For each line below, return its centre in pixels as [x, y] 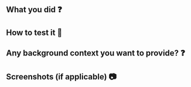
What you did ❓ [34, 10]
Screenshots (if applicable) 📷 [62, 77]
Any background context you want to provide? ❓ [96, 53]
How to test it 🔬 [34, 32]
